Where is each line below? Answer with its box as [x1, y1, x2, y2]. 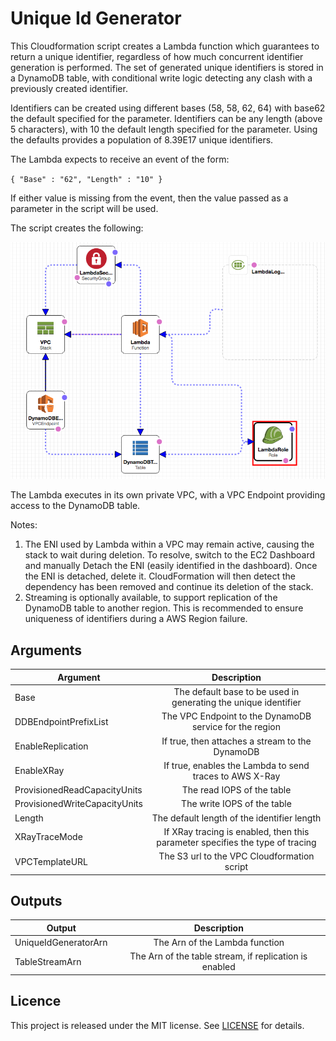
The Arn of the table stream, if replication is [129, 950, 308, 962]
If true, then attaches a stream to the [161, 735, 312, 747]
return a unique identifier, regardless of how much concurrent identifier [10, 50, 304, 62]
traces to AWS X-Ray [192, 770, 281, 782]
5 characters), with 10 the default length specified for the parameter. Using [10, 123, 318, 135]
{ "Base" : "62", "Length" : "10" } [10, 174, 163, 184]
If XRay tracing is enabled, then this [163, 825, 310, 837]
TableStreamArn [14, 955, 82, 967]
